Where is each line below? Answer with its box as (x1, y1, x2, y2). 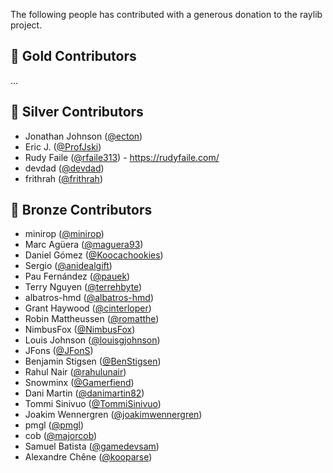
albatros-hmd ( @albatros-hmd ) (24, 292, 155, 304)
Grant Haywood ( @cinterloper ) (24, 302, 152, 314)
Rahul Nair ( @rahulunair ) (24, 366, 127, 378)
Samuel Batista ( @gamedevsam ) (24, 440, 160, 453)
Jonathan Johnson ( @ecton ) (24, 130, 143, 142)
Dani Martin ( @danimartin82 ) (24, 387, 145, 399)
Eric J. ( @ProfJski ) (24, 140, 102, 153)
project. (10, 19, 43, 31)
